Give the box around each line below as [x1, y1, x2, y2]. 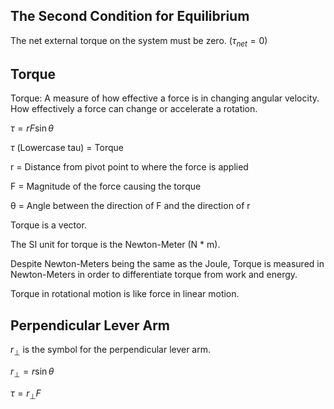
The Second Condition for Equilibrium [10, 8, 250, 25]
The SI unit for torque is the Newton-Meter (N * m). [10, 239, 221, 251]
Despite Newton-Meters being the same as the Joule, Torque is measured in [10, 258, 325, 270]
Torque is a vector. [10, 219, 87, 231]
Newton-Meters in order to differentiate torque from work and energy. [10, 269, 298, 281]
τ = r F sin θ [10, 122, 55, 134]
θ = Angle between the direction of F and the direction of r [10, 200, 251, 212]
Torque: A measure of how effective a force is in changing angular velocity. [10, 92, 320, 104]
